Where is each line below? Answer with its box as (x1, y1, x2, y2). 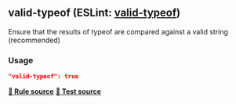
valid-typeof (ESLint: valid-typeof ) (8, 6, 181, 20)
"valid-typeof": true (8, 73, 79, 81)
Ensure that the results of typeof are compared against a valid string (8, 27, 229, 36)
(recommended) (8, 35, 61, 45)
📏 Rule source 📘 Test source (8, 86, 102, 96)
